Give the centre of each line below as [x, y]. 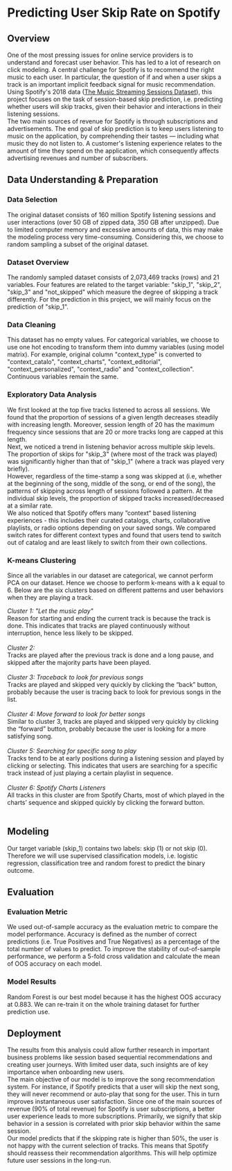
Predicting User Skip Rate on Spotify [114, 13]
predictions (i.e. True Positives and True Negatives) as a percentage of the [114, 942]
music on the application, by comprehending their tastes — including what [113, 136]
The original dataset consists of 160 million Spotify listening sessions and [111, 215]
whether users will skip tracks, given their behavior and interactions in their [114, 106]
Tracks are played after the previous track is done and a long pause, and [110, 655]
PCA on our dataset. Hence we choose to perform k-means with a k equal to [116, 582]
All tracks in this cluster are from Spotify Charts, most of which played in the [116, 795]
